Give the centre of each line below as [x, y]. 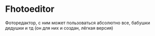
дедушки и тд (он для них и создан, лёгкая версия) [59, 28]
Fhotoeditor [30, 9]
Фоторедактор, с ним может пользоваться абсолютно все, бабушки [77, 23]
